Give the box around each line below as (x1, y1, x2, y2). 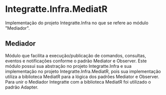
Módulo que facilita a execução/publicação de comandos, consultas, (5, 52, 147, 58)
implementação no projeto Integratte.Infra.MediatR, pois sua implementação (5, 68, 161, 74)
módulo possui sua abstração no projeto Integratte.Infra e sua (5, 63, 132, 69)
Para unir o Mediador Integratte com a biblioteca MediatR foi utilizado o (5, 79, 151, 85)
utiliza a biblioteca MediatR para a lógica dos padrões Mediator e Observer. (5, 73, 160, 80)
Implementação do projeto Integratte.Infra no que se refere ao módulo (5, 20, 149, 26)
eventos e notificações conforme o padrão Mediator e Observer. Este (5, 58, 147, 64)
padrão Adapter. (5, 84, 39, 90)
